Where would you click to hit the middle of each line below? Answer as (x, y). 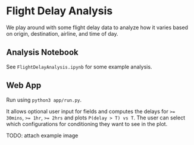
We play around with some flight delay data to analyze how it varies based (97, 27)
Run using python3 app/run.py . (44, 100)
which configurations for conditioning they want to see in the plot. (87, 124)
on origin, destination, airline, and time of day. (62, 33)
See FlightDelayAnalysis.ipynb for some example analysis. (79, 67)
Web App (24, 85)
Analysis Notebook (42, 53)
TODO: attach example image (42, 135)
